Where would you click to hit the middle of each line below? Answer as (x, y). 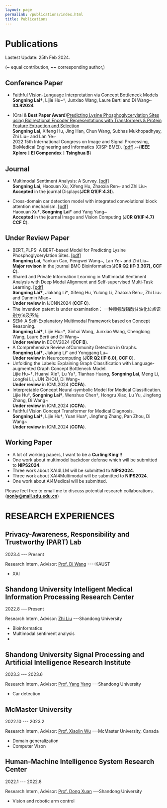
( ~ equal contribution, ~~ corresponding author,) (55, 67)
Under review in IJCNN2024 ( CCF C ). (51, 303)
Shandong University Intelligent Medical (69, 589)
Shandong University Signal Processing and (75, 655)
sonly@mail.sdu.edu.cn (32, 496)
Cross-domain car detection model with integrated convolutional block (84, 201)
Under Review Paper (37, 238)
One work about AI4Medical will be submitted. (60, 481)
